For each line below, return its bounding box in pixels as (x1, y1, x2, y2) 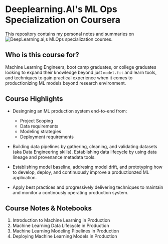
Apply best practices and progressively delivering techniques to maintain (12, 184, 163, 190)
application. (12, 174, 37, 180)
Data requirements (20, 123, 59, 129)
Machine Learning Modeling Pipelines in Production (12, 228, 119, 234)
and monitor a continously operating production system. (12, 189, 129, 195)
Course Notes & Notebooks (5, 204, 92, 212)
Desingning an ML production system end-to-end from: (12, 108, 127, 114)
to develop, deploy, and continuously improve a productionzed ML (12, 169, 149, 175)
